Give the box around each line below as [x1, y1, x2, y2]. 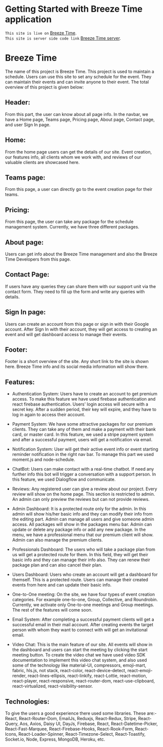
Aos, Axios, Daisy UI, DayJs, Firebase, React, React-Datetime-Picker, [19, 721, 158, 726]
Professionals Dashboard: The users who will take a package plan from [12, 546, 155, 552]
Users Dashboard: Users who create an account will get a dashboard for [12, 571, 158, 578]
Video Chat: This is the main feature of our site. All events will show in [12, 642, 153, 648]
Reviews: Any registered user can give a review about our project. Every [12, 486, 158, 492]
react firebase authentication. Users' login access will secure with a [12, 401, 148, 407]
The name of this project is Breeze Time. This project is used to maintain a [5, 68, 155, 74]
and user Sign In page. [5, 121, 51, 128]
